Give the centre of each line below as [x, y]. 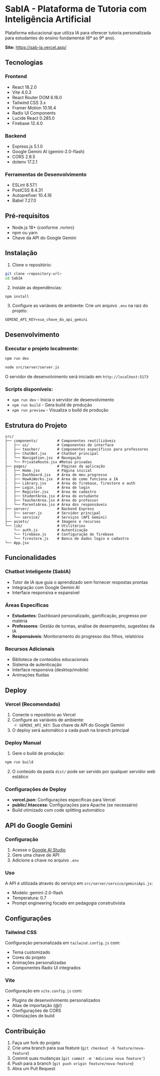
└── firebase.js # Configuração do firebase [64, 535]
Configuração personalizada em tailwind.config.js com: [63, 943]
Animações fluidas [31, 675]
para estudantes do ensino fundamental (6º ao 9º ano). [60, 38]
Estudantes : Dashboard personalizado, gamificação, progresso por [80, 616]
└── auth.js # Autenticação [51, 530]
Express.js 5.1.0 [27, 146]
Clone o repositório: [32, 265]
